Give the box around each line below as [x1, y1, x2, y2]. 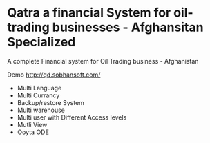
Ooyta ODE [17, 128, 50, 136]
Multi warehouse [17, 106, 66, 114]
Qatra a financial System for [7, 5, 171, 21]
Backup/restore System [17, 98, 85, 106]
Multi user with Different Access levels [17, 113, 127, 122]
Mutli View [17, 120, 48, 128]
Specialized [7, 35, 76, 50]
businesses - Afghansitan [52, 19, 204, 35]
